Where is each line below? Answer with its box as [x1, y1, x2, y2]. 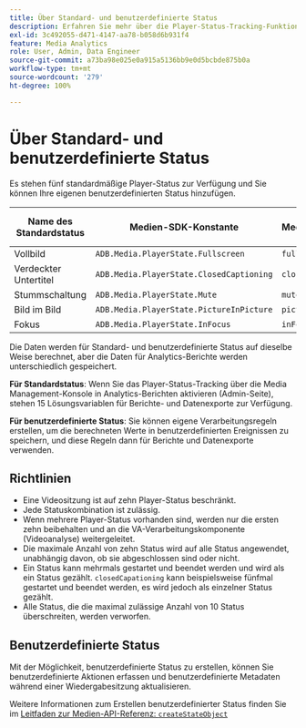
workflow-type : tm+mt [9, 65, 92, 74]
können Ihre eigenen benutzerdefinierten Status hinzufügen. [9, 188, 236, 199]
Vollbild [14, 247, 46, 260]
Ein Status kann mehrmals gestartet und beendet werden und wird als [22, 562, 285, 574]
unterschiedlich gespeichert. [9, 361, 117, 372]
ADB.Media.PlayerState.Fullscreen [95, 248, 245, 259]
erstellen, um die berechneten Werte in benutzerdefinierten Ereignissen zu [9, 425, 289, 436]
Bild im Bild [14, 302, 62, 315]
